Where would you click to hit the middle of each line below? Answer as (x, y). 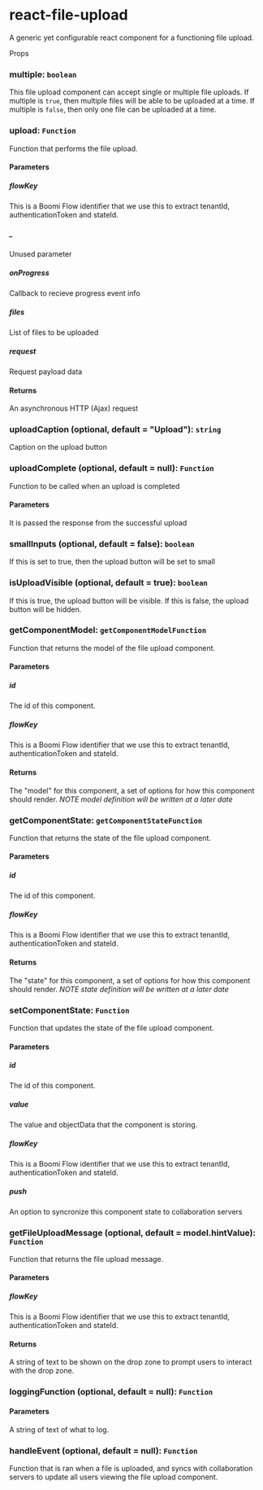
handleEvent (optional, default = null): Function (103, 1450)
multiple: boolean (43, 74)
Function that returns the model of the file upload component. (112, 648)
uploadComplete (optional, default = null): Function (112, 468)
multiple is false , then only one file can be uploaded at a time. (113, 110)
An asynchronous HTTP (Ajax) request (74, 408)
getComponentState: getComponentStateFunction (106, 820)
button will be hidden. (45, 609)
